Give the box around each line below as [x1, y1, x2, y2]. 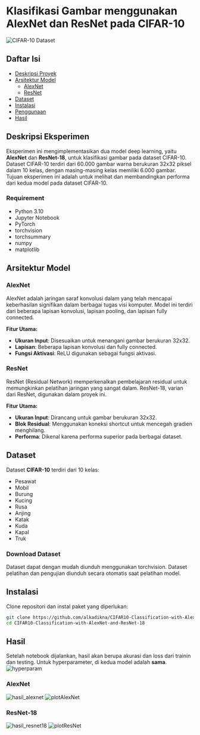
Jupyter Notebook [14, 214, 60, 221]
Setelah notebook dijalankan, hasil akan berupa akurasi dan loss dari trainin [6, 653, 191, 660]
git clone [6, 614, 31, 620]
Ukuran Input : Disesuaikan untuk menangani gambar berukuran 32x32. [14, 336, 190, 344]
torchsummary [14, 233, 51, 240]
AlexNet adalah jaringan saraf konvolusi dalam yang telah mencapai [6, 295, 173, 302]
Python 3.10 [14, 207, 43, 215]
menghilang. [14, 426, 46, 434]
